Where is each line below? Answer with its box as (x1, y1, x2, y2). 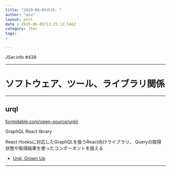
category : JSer (5, 26, 38, 31)
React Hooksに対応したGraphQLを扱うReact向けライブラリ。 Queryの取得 (5, 139, 162, 145)
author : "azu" (5, 12, 36, 17)
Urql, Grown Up (12, 155, 46, 161)
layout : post (5, 17, 33, 22)
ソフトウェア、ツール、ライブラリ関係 (5, 78, 165, 90)
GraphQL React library (5, 128, 52, 134)
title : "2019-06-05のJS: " (5, 7, 62, 13)
